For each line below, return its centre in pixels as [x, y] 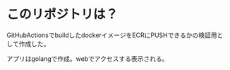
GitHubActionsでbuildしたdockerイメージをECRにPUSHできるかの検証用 [112, 35]
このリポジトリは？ [62, 14]
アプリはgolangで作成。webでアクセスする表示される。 [87, 58]
